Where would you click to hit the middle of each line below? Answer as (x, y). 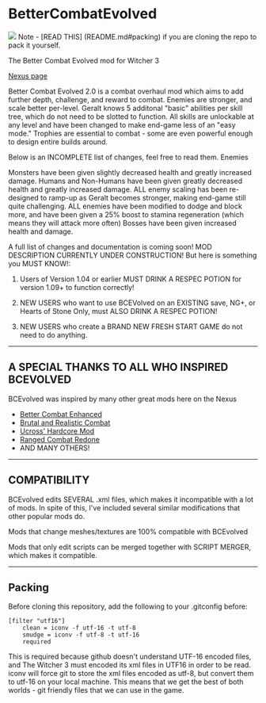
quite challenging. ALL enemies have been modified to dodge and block (125, 206)
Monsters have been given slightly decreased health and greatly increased (130, 172)
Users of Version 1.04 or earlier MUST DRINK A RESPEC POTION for (131, 279)
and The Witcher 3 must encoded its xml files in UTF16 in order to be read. (130, 665)
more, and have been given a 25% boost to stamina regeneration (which (126, 214)
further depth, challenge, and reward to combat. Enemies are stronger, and (130, 99)
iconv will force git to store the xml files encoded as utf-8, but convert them (131, 674)
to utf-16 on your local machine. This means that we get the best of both (126, 682)
